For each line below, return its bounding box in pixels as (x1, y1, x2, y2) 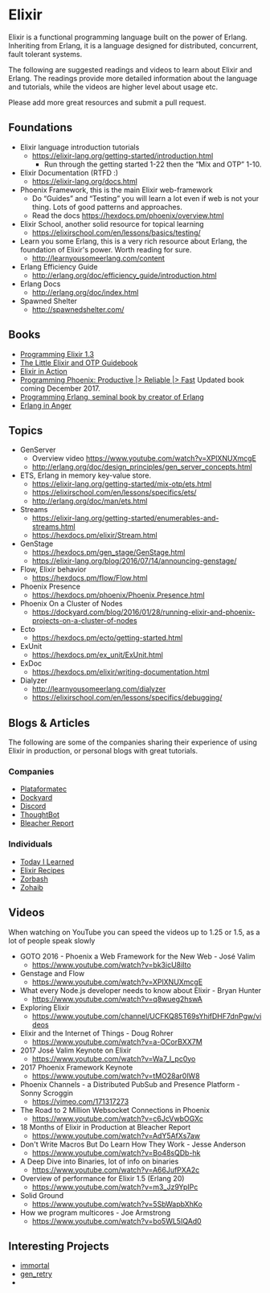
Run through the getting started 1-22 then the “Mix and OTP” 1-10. (43, 159, 262, 169)
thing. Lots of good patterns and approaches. (31, 202, 182, 211)
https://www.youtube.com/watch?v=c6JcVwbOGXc (31, 1114, 203, 1123)
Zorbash (19, 874, 48, 884)
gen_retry (19, 1269, 52, 1279)
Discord (19, 802, 47, 811)
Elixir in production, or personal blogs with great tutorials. (8, 746, 198, 756)
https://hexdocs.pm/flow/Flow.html (31, 573, 148, 583)
